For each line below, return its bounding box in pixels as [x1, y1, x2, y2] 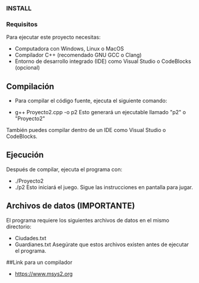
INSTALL [6, 4, 32, 12]
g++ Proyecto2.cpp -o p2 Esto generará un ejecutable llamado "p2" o [14, 109, 186, 116]
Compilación [6, 81, 55, 92]
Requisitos [6, 20, 38, 28]
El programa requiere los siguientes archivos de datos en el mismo [6, 216, 170, 224]
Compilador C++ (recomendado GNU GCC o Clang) [14, 52, 142, 59]
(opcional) [14, 64, 41, 71]
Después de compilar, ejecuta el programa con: [6, 165, 123, 173]
